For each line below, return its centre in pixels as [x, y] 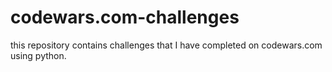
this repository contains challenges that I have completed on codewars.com [166, 45]
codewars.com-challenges [125, 17]
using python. [38, 55]
